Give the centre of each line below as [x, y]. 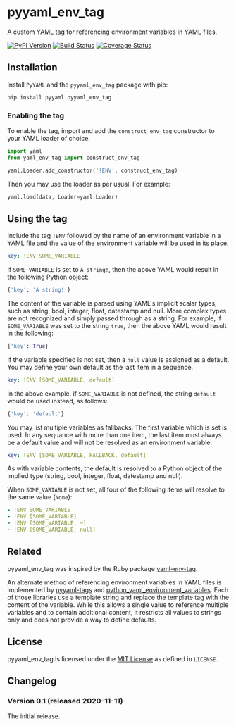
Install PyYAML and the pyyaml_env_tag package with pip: [88, 85]
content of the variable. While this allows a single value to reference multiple [118, 605]
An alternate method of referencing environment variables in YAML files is [114, 582]
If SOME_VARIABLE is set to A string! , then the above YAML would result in [113, 270]
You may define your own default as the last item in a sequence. [100, 367]
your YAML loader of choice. [49, 138]
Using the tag [37, 219]
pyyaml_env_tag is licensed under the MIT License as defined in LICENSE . [113, 658]
